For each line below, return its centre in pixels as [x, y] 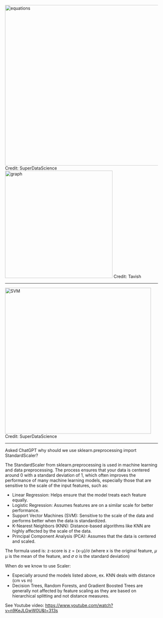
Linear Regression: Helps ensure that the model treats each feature [79, 495]
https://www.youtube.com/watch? [79, 605]
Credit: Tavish [127, 276]
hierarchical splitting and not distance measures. [61, 596]
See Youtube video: [25, 605]
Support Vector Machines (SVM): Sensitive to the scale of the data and [83, 516]
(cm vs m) [22, 580]
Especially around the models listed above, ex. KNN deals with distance [83, 575]
